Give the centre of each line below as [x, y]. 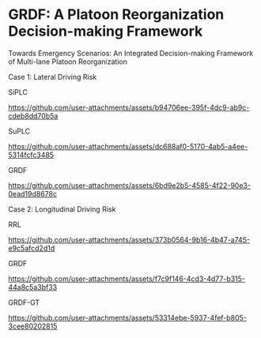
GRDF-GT [24, 302]
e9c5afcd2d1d [32, 248]
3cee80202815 [33, 326]
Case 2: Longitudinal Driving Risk [62, 209]
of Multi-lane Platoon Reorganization [68, 62]
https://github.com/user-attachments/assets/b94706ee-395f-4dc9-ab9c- [129, 107]
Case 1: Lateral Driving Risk [53, 77]
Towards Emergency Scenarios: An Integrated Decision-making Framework [131, 53]
